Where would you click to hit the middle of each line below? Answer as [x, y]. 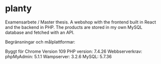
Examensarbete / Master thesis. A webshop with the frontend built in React [80, 22]
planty [18, 9]
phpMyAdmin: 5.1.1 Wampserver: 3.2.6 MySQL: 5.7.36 [58, 56]
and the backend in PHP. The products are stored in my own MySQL [74, 27]
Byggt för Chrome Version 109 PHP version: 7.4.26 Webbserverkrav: [74, 51]
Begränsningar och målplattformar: [40, 42]
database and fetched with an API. [40, 32]
